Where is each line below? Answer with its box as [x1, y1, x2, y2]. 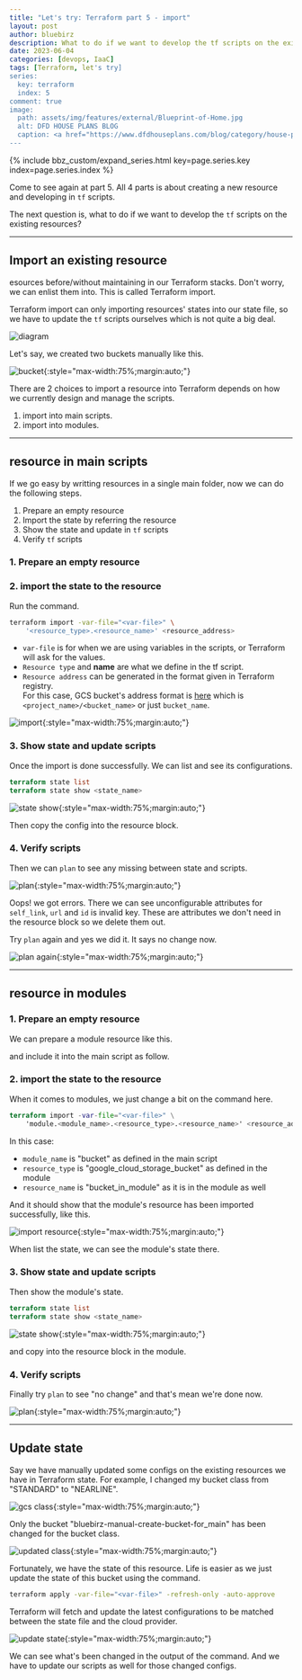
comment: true [9, 96, 63, 106]
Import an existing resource [9, 253, 168, 268]
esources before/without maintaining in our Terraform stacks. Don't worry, [9, 276, 285, 288]
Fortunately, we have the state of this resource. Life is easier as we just [9, 1562, 272, 1574]
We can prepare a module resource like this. [9, 1033, 173, 1044]
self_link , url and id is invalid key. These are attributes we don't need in [9, 907, 281, 917]
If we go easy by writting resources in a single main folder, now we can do [9, 478, 285, 488]
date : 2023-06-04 [9, 47, 75, 56]
